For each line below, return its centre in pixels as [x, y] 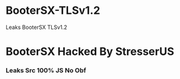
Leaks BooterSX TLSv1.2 [36, 27]
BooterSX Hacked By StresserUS [90, 52]
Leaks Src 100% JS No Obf [46, 71]
